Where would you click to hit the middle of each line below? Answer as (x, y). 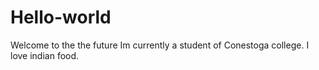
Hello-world (61, 17)
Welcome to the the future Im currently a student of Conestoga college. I (160, 45)
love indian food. (45, 55)
